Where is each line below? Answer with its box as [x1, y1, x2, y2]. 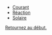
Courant [12, 4, 29, 10]
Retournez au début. [5, 24, 47, 30]
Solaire [12, 15, 27, 20]
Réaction [12, 9, 31, 15]
